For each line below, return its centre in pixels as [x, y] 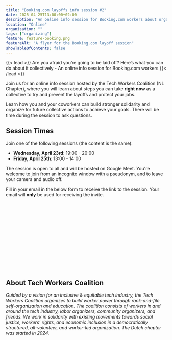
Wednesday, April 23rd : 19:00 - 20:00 [54, 153]
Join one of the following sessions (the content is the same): [69, 143]
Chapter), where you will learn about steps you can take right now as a [80, 89]
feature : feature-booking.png [38, 39]
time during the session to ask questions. [49, 115]
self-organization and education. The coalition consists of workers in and [83, 306]
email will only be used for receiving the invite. [55, 195]
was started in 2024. [28, 333]
